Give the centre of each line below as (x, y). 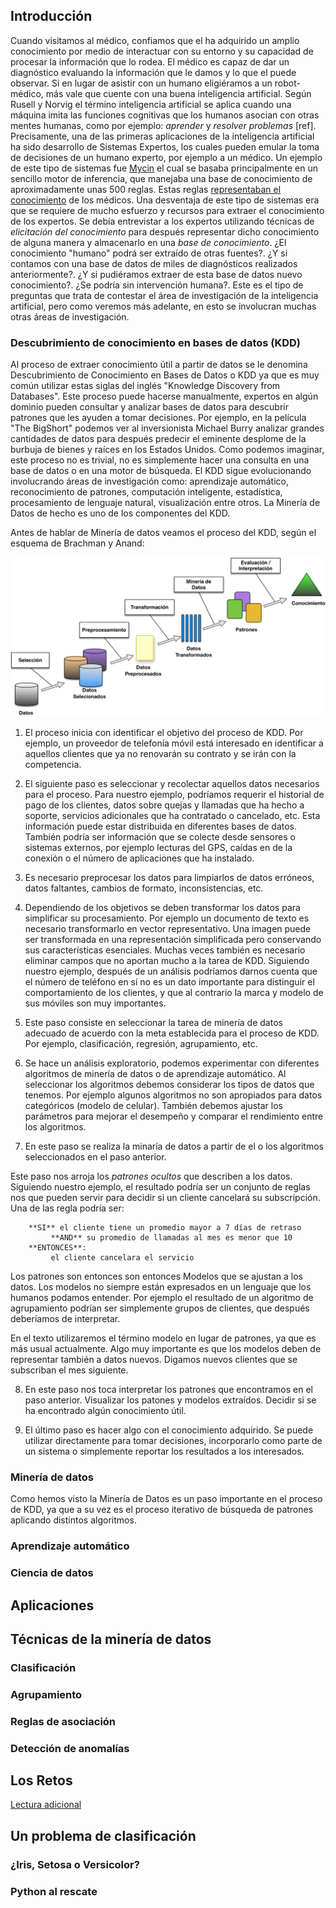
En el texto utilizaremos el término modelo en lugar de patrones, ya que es (163, 1338)
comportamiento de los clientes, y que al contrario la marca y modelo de (174, 993)
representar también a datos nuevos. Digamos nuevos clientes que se (154, 1360)
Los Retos (41, 1780)
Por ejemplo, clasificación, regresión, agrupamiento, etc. (141, 1044)
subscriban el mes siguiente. (69, 1370)
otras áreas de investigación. (70, 316)
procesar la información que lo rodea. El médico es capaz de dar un (150, 61)
